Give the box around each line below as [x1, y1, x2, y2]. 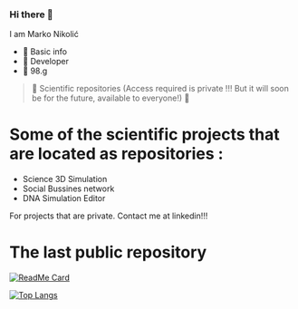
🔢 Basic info [22, 46, 68, 57]
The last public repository [9, 242, 207, 263]
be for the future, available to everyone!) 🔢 [31, 92, 190, 103]
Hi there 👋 [9, 8, 54, 21]
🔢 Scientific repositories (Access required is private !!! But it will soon [31, 83, 290, 94]
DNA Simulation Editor [22, 193, 106, 204]
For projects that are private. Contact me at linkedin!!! [9, 210, 208, 221]
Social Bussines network [22, 183, 115, 194]
